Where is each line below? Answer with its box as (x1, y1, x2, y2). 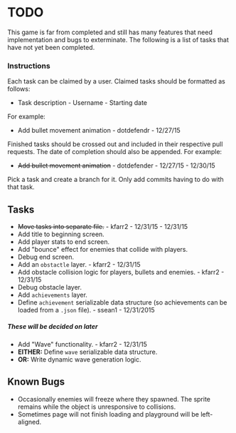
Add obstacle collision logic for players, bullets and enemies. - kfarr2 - (17, 268, 225, 277)
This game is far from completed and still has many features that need (7, 28, 213, 36)
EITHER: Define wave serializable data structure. (17, 347, 158, 357)
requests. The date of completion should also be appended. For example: (7, 148, 222, 156)
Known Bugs (7, 376, 65, 388)
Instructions (7, 61, 51, 71)
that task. (7, 183, 35, 191)
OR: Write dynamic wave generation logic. (17, 355, 141, 364)
